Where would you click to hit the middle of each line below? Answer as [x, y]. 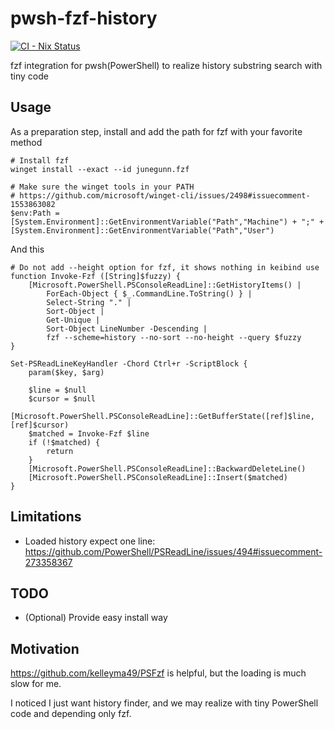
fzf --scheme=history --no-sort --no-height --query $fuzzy [174, 337]
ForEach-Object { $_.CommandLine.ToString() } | [149, 293]
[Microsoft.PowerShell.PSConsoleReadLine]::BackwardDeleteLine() [167, 468]
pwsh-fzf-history [84, 18]
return [60, 451]
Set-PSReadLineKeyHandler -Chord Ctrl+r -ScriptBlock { [129, 363]
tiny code [29, 76]
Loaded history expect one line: [90, 541]
